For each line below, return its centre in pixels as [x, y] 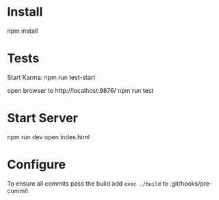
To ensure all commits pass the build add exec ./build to [88, 183]
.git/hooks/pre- [191, 183]
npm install [23, 31]
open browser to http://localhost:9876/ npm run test [80, 90]
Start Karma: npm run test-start [51, 77]
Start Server [43, 118]
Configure [37, 165]
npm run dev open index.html [49, 137]
